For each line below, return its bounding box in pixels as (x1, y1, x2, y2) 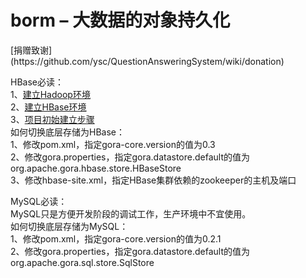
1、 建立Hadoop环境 (10, 88, 91, 100)
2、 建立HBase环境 (10, 101, 87, 113)
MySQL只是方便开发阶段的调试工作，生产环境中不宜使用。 (10, 207, 252, 220)
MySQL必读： (10, 195, 68, 207)
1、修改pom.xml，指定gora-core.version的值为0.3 (10, 138, 216, 150)
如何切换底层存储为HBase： (10, 126, 125, 138)
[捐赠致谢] (10, 44, 53, 56)
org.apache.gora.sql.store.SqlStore (10, 256, 155, 268)
